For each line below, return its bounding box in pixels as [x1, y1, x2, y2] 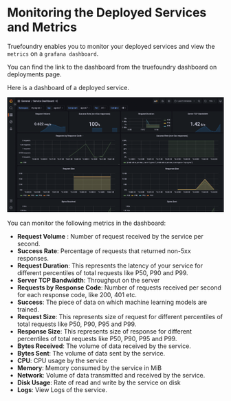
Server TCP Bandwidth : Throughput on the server [16, 277, 160, 285]
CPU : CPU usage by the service [16, 356, 108, 365]
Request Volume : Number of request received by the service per [16, 232, 204, 241]
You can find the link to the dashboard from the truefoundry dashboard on [7, 63, 217, 71]
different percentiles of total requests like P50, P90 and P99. [16, 269, 188, 277]
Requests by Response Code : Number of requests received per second [16, 283, 221, 292]
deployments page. [7, 70, 62, 78]
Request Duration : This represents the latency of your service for [16, 261, 203, 270]
